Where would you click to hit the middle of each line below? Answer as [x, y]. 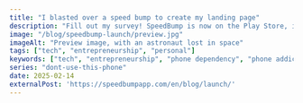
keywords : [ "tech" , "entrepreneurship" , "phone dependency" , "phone [141, 59]
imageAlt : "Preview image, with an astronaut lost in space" [127, 43]
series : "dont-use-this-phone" [68, 68]
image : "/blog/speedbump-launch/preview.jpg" [96, 34]
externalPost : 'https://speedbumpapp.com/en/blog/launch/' [123, 84]
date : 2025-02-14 [42, 76]
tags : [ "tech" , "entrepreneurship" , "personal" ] [102, 51]
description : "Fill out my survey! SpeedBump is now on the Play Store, [149, 26]
